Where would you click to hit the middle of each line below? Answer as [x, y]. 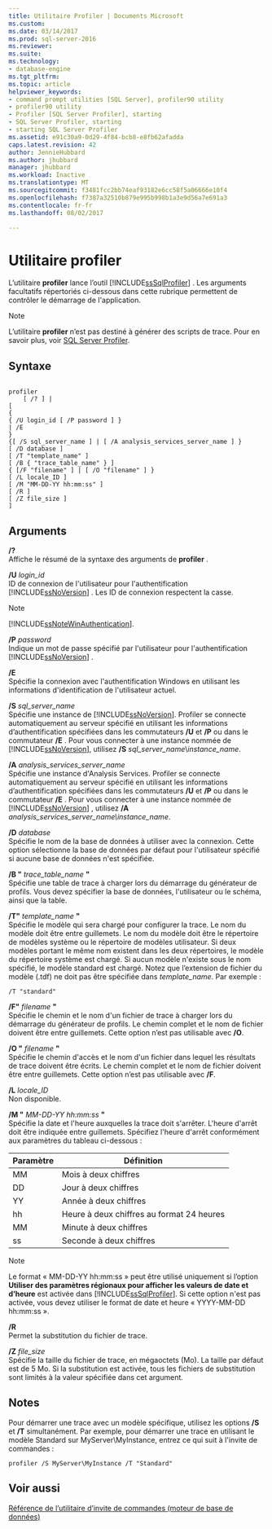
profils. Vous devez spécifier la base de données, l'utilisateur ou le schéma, [135, 891]
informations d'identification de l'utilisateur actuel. [92, 690]
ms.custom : [27, 24]
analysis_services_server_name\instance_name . [90, 816]
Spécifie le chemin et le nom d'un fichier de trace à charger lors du [121, 1015]
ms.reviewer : [31, 46]
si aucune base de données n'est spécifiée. [81, 858]
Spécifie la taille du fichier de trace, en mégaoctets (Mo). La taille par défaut [136, 1360]
